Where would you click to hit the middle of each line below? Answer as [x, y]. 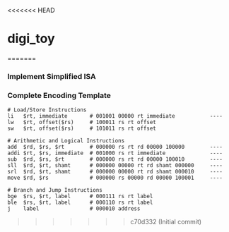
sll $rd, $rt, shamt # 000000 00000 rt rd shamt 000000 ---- [115, 166]
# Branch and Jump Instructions [55, 190]
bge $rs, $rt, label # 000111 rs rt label [80, 197]
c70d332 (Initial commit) [166, 222]
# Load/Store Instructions [47, 110]
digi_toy [31, 39]
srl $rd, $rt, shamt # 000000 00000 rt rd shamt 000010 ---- [115, 172]
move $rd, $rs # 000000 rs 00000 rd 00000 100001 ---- [115, 178]
